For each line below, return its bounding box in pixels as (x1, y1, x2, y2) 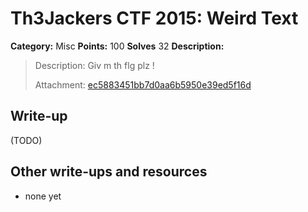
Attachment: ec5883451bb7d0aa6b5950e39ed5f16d (34, 78, 252, 91)
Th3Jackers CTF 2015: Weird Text (10, 7, 299, 30)
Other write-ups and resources (10, 163, 208, 181)
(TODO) (10, 134, 43, 146)
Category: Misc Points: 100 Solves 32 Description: (10, 40, 225, 52)
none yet (24, 190, 62, 202)
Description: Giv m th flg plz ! (34, 59, 155, 71)
